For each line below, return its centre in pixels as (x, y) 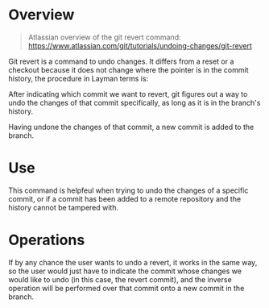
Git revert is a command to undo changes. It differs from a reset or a (121, 61)
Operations (47, 240)
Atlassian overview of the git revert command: (104, 37)
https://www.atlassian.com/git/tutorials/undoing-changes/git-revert (140, 45)
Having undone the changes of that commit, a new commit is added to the (131, 127)
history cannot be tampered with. (64, 207)
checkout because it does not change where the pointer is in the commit (128, 69)
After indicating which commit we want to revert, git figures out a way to (128, 94)
